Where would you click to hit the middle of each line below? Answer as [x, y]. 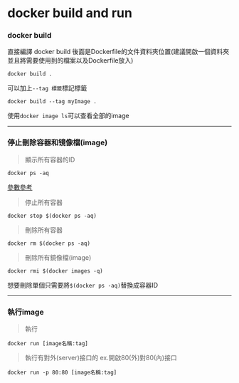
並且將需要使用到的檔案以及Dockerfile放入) [70, 61]
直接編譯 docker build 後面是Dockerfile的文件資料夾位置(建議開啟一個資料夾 [118, 52]
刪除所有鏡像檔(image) [58, 257]
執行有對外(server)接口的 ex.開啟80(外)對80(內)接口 [101, 358]
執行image [26, 312]
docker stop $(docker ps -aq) [52, 216]
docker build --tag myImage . [52, 102]
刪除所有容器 [43, 230]
